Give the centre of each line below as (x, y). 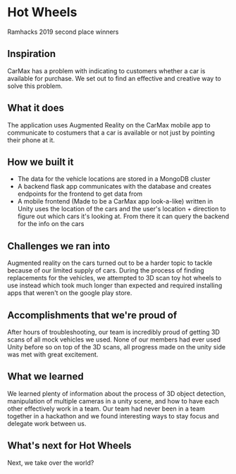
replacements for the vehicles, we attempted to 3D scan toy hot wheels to (114, 278)
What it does (36, 108)
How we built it (41, 162)
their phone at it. (31, 140)
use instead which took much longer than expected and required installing (115, 285)
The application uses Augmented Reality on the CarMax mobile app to (109, 125)
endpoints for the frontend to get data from (80, 194)
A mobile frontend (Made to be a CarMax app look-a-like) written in (115, 201)
